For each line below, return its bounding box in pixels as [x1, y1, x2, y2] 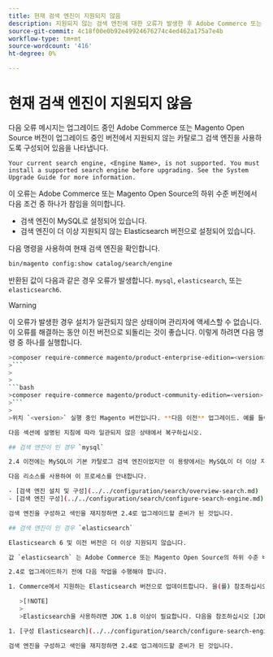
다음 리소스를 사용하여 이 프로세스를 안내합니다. [8, 473, 148, 481]
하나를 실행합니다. [25, 337, 83, 347]
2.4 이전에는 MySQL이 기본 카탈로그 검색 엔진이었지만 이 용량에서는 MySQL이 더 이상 [8, 458, 258, 466]
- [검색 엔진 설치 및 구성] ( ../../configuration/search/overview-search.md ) [8, 487, 259, 495]
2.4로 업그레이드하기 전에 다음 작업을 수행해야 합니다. [8, 568, 168, 577]
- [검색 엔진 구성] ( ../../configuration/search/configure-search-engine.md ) [8, 495, 264, 504]
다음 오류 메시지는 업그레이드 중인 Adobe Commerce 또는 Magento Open [8, 123, 245, 132]
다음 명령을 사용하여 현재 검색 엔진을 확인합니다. [8, 243, 161, 253]
